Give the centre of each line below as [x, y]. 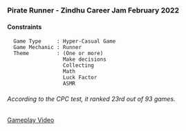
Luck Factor [80, 78]
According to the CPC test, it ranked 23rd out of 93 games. [91, 99]
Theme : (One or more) [58, 54]
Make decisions [85, 60]
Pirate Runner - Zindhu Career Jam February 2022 [93, 10]
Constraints [25, 27]
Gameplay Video [31, 120]
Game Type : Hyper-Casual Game [65, 41]
